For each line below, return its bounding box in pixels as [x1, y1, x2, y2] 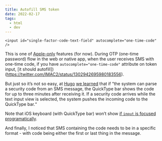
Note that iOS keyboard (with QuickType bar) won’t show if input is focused [5, 111, 156, 116]
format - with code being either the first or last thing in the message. [5, 130, 142, 136]
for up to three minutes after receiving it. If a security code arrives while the [5, 91, 156, 97]
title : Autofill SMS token [5, 7, 59, 12]
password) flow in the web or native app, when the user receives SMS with [5, 56, 154, 62]
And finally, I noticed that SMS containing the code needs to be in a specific [5, 125, 156, 131]
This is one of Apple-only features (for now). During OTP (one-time [5, 51, 139, 57]
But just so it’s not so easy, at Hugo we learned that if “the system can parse [5, 81, 157, 87]
